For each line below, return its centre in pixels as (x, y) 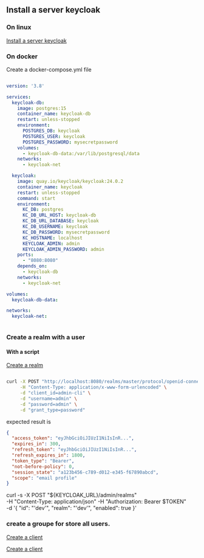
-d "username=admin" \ (49, 398)
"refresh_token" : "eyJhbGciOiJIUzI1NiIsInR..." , (74, 450)
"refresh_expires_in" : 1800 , (49, 455)
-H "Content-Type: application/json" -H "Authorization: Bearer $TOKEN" (97, 501)
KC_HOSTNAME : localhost (53, 238)
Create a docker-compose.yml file (49, 69)
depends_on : (32, 266)
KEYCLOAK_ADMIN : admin (51, 243)
